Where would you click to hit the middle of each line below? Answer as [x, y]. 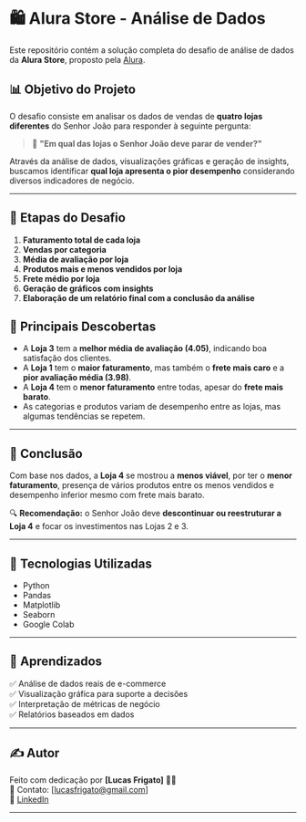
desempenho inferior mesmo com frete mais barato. [107, 495]
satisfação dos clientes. [67, 359]
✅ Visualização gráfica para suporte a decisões [99, 693]
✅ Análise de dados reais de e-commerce [88, 683]
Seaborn [39, 614]
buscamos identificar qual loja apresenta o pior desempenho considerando [152, 171]
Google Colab [48, 624]
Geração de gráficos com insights [88, 288]
